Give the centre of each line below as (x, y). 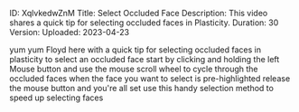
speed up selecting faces (56, 98)
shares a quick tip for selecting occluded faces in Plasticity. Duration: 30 (144, 23)
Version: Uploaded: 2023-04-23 (69, 32)
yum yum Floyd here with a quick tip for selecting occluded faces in (135, 50)
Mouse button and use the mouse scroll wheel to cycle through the (134, 69)
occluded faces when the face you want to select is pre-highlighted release (150, 79)
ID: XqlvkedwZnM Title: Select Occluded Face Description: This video (139, 13)
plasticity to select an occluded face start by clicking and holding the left (145, 59)
